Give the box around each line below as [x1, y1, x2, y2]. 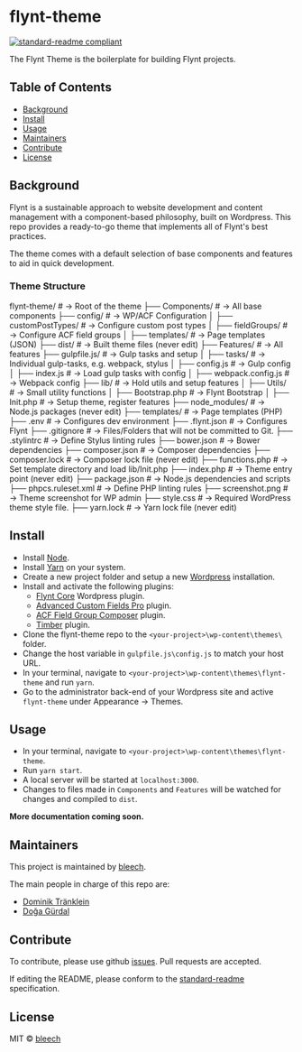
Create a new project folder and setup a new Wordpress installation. [22, 571, 276, 582]
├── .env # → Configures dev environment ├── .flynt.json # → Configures [9, 415, 288, 426]
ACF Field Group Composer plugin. [35, 609, 166, 620]
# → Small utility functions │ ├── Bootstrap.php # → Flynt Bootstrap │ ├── [9, 386, 290, 398]
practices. [9, 230, 47, 241]
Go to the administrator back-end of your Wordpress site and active [22, 686, 274, 697]
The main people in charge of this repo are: [9, 879, 170, 890]
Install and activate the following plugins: [22, 580, 174, 592]
